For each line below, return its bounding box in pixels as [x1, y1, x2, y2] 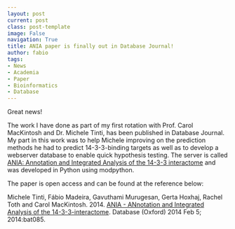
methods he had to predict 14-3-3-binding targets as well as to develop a [7, 144, 219, 152]
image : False [7, 29, 46, 37]
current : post [7, 17, 49, 24]
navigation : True [7, 36, 58, 43]
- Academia [7, 69, 39, 76]
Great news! [7, 108, 43, 116]
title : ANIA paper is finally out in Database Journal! [7, 43, 174, 50]
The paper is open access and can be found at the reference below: [7, 179, 204, 188]
